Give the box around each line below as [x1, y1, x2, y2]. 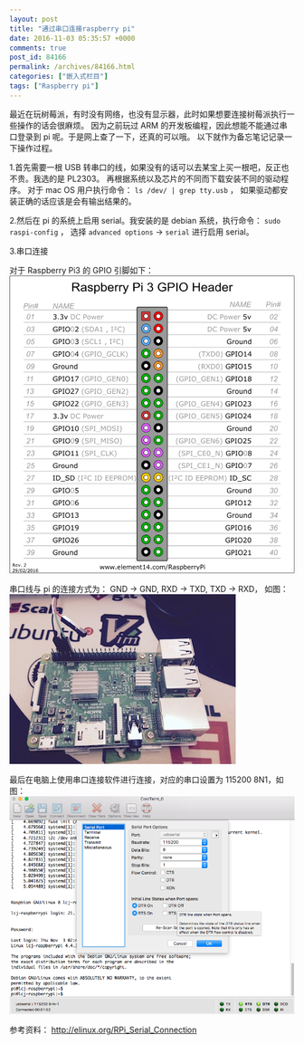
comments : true [9, 43, 67, 53]
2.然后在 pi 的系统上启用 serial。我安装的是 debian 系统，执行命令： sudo [9, 215, 281, 225]
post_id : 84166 [9, 53, 67, 62]
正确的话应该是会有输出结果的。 [16, 196, 137, 206]
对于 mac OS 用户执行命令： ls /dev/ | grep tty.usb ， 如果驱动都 [26, 184, 280, 195]
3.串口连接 [9, 245, 49, 256]
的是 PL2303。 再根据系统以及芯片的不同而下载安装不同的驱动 [48, 173, 281, 184]
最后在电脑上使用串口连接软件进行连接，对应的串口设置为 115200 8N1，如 [9, 774, 284, 785]
